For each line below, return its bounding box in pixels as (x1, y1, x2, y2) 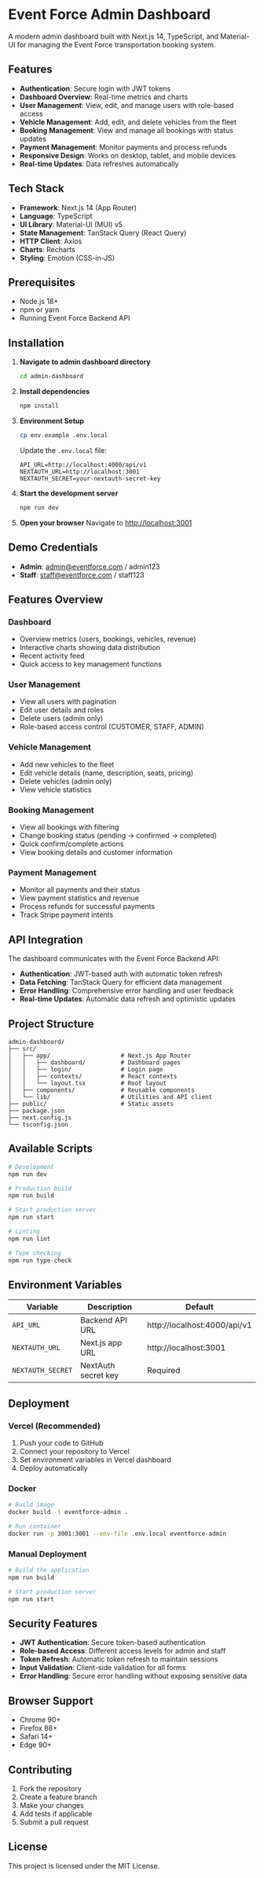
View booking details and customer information (19, 848, 173, 857)
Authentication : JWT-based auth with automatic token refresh (19, 969, 222, 978)
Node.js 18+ (19, 297, 59, 306)
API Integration (8, 933, 84, 946)
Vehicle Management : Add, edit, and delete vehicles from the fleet (19, 117, 237, 127)
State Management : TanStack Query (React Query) (19, 228, 187, 237)
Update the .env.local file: (19, 445, 108, 455)
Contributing (8, 1763, 72, 1776)
